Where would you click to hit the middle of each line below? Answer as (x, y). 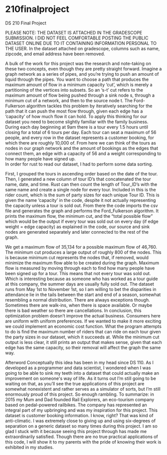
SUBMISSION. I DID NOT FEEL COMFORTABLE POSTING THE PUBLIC (77, 38)
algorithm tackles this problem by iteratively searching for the (89, 106)
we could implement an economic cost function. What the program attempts (83, 326)
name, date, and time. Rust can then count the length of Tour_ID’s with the (81, 184)
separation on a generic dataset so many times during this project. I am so (82, 426)
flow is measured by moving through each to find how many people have (80, 268)
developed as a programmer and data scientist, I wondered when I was (78, 368)
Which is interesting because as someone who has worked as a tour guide (82, 279)
